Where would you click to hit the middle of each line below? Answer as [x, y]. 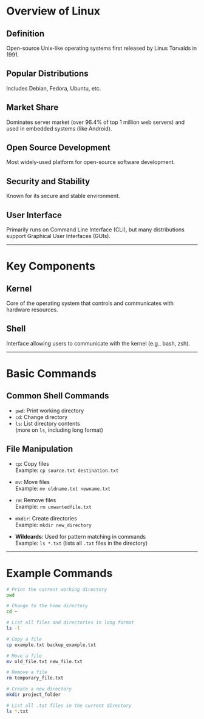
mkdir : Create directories [46, 518]
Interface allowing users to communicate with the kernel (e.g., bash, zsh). [98, 343]
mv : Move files [32, 482]
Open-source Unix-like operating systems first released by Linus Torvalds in [102, 48]
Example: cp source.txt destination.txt [67, 470]
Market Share [32, 107]
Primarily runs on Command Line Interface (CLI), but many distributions [96, 230]
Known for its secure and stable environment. [63, 196]
